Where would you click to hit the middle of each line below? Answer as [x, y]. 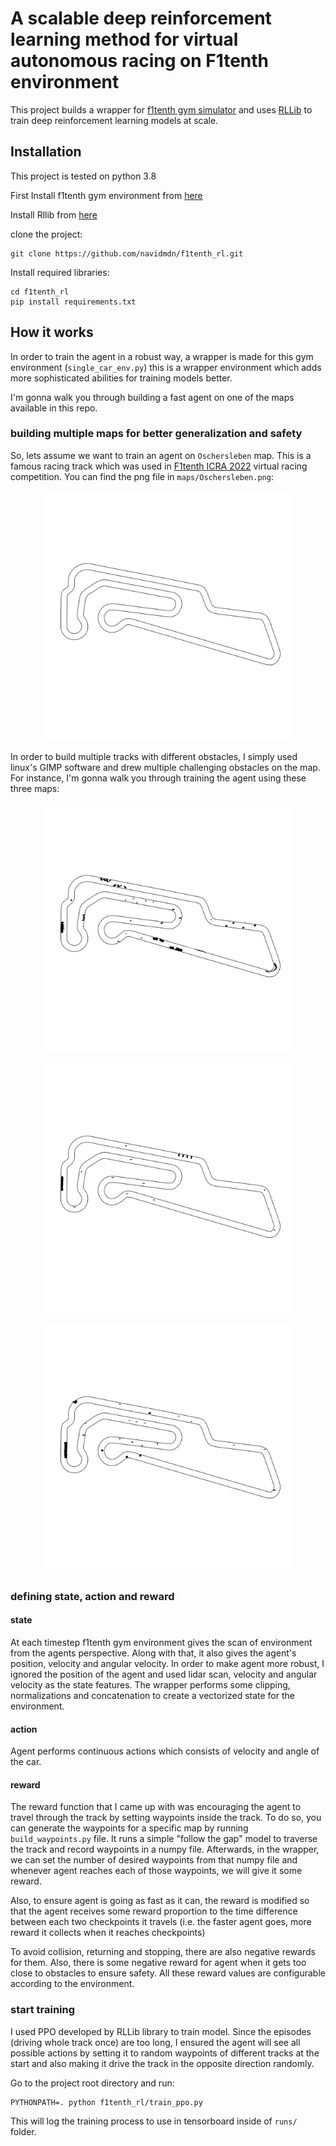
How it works [52, 332]
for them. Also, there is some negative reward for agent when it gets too [158, 1963]
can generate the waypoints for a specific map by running [129, 1828]
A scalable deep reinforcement [141, 18]
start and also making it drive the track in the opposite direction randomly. [162, 2063]
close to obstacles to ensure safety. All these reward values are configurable [168, 1973]
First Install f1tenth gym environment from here [106, 195]
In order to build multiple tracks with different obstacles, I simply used [154, 756]
